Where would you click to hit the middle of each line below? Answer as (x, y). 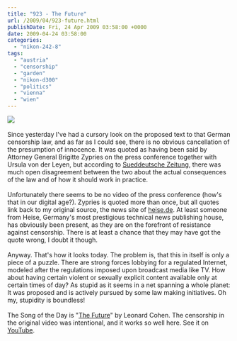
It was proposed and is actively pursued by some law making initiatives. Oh (117, 292)
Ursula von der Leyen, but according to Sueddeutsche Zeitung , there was (114, 164)
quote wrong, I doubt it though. (52, 240)
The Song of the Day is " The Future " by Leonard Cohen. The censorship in (116, 315)
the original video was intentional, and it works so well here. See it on (108, 323)
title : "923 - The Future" (47, 14)
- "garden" (30, 73)
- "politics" (33, 86)
